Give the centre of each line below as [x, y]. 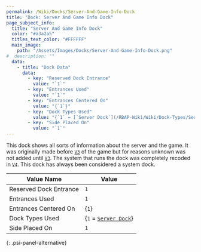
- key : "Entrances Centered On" [68, 100]
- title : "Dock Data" [44, 67]
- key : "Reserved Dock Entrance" [69, 78]
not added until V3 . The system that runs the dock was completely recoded [98, 158]
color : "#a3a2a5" [33, 34]
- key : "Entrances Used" [59, 90]
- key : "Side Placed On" [59, 123]
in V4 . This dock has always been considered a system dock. [81, 164]
